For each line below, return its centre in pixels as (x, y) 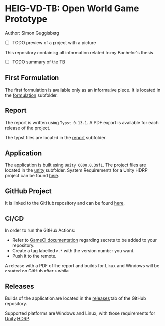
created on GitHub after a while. (38, 271)
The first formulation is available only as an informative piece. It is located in (83, 90)
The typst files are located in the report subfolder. (56, 137)
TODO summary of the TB (39, 62)
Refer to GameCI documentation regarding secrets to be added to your (84, 240)
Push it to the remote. (34, 256)
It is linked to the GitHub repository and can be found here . (65, 203)
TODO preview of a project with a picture (54, 42)
